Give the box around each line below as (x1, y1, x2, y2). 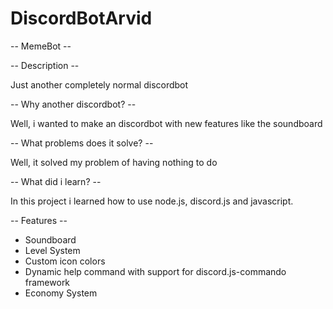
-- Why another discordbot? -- (10, 98, 137, 110)
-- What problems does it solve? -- (10, 137, 154, 149)
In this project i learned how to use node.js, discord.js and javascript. (10, 195, 294, 207)
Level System (24, 244, 81, 256)
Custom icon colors (24, 255, 106, 267)
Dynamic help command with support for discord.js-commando (24, 265, 287, 277)
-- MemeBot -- (10, 40, 72, 52)
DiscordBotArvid (10, 7, 153, 30)
